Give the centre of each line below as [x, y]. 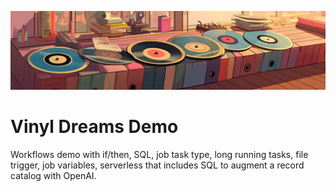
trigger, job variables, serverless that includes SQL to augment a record [157, 165]
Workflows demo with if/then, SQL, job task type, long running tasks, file [159, 154]
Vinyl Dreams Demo [94, 127]
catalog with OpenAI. [53, 175]
